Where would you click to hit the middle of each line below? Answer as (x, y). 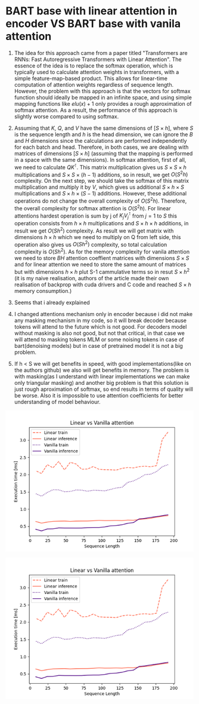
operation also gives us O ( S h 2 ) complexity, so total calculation (91, 244)
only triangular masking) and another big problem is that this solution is (101, 382)
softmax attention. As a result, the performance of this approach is (96, 110)
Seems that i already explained (52, 302)
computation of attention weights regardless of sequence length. (94, 84)
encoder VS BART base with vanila (93, 24)
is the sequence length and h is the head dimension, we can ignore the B (103, 134)
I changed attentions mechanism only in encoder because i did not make (103, 314)
